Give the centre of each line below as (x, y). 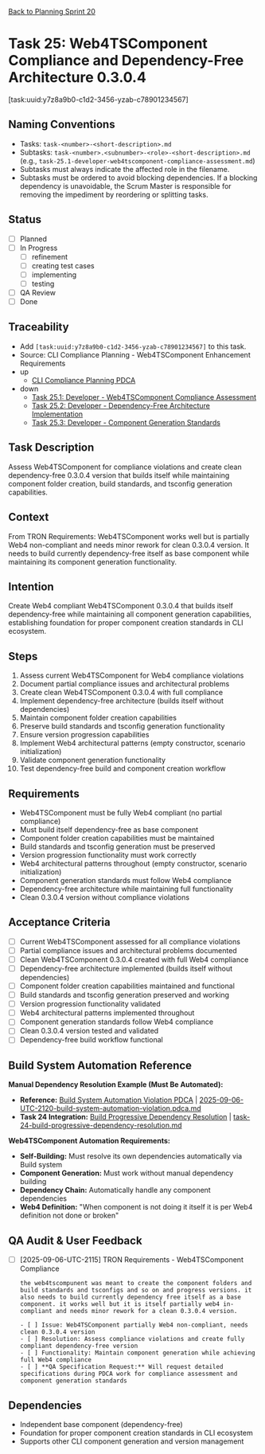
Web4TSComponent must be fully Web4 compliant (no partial (121, 812)
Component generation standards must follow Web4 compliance (126, 880)
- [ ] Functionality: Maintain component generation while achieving (138, 1353)
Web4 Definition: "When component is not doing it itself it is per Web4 (136, 1207)
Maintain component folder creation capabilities (98, 718)
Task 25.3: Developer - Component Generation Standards (126, 422)
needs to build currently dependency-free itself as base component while (129, 553)
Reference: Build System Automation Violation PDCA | (109, 1100)
